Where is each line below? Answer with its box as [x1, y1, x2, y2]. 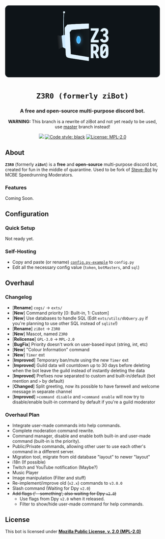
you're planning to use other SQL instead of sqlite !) [12, 321, 118, 326]
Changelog [5, 293, 32, 300]
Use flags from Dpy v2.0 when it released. [19, 496, 105, 502]
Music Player [12, 469, 39, 476]
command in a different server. [12, 449, 75, 455]
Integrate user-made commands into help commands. [12, 423, 121, 429]
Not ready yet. [5, 236, 34, 242]
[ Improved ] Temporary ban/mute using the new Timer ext [12, 357, 129, 363]
